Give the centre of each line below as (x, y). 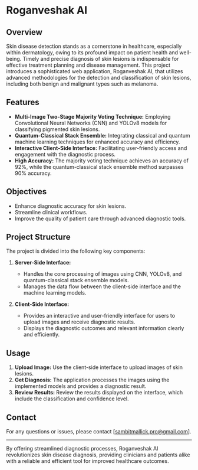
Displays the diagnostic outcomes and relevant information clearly (104, 328)
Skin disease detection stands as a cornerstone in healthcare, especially (94, 46)
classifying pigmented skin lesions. (57, 129)
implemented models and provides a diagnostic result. (80, 386)
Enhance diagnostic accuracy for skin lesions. (70, 206)
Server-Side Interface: (43, 263)
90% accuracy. (33, 173)
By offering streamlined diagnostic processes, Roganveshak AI (82, 449)
